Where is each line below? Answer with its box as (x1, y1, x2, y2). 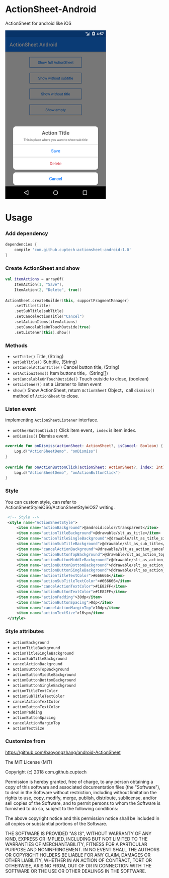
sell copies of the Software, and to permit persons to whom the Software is (5, 800, 161, 806)
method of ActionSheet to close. (12, 393, 79, 399)
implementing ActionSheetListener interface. (5, 417, 99, 423)
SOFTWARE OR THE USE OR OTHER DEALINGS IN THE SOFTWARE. (5, 868, 146, 874)
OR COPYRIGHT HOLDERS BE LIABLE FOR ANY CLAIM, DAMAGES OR (5, 852, 151, 858)
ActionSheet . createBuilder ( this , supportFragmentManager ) (5, 298, 129, 303)
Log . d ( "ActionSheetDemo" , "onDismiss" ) (14, 449, 98, 454)
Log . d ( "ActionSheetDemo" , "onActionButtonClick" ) (14, 470, 121, 475)
